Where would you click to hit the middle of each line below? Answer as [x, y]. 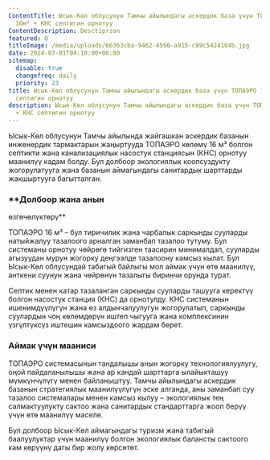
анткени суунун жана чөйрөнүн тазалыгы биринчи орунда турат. [120, 275]
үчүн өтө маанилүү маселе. [56, 414]
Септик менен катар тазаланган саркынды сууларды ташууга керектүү [131, 291]
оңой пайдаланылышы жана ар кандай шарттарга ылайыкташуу [119, 372]
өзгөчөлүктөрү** [37, 217]
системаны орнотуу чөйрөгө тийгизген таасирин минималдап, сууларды [134, 249]
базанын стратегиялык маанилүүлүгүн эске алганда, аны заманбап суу [131, 389]
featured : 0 [28, 38]
